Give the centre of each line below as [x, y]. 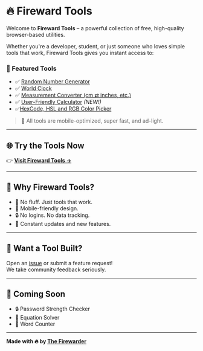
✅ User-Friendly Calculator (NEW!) [58, 102]
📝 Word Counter [35, 324]
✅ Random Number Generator [53, 82]
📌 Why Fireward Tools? [50, 188]
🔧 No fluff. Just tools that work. [53, 202]
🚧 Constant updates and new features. [63, 224]
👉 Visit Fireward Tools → [39, 161]
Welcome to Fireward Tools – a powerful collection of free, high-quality [95, 28]
